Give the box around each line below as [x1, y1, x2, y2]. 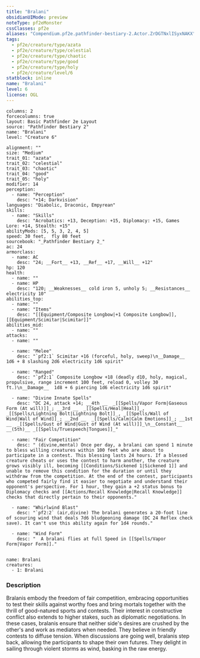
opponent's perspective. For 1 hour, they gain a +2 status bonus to [6, 483, 183, 489]
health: [6, 269, 26, 276]
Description [6, 581, 41, 589]
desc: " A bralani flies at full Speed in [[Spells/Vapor [17, 536, 167, 542]
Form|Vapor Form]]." [6, 541, 58, 547]
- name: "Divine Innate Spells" [11, 395, 92, 401]
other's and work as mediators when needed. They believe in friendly [6, 626, 177, 634]
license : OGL [6, 92, 39, 98]
